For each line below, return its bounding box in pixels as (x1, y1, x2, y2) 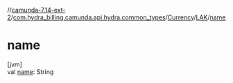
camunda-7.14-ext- (11, 6, 66, 14)
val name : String (7, 67, 54, 75)
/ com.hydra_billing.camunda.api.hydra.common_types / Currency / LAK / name (10, 13, 226, 21)
